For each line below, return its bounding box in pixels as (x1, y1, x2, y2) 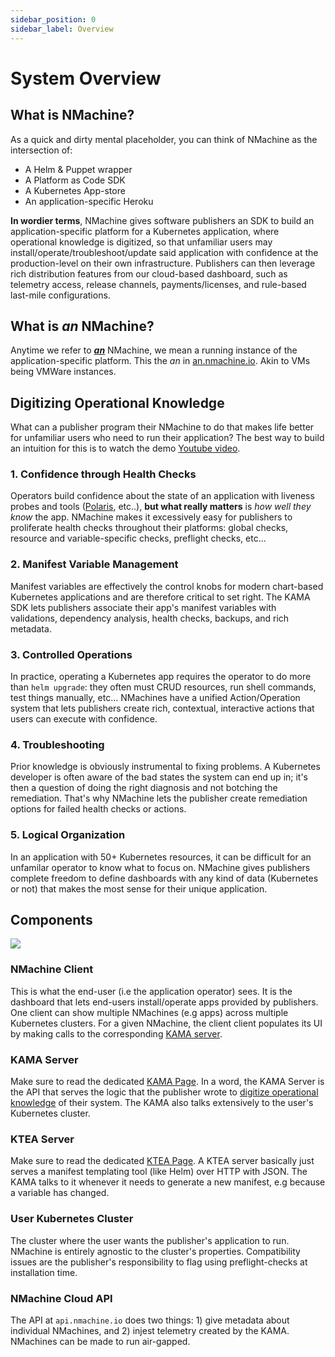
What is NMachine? (10, 107, 135, 124)
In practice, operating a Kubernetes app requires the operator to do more (10, 671, 312, 683)
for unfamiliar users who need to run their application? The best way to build (10, 432, 325, 444)
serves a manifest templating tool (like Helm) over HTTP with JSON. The (10, 1166, 308, 1178)
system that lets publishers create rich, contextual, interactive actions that (10, 702, 315, 715)
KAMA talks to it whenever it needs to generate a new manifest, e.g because (10, 1176, 326, 1188)
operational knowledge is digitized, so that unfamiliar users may (10, 236, 273, 248)
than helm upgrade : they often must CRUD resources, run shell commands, (10, 681, 317, 693)
